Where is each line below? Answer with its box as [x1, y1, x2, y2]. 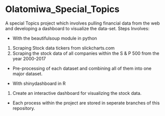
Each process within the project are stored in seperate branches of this [12, 99, 160, 106]
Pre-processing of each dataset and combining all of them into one [12, 65, 152, 71]
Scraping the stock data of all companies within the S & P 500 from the [12, 50, 159, 56]
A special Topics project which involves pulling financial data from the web [5, 20, 160, 26]
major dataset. [12, 70, 43, 76]
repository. [12, 105, 35, 111]
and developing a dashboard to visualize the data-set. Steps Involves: [5, 25, 150, 31]
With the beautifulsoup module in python [12, 35, 97, 41]
